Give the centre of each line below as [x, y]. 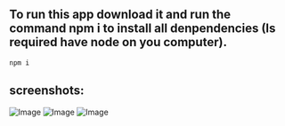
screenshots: [47, 91]
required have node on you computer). [118, 42]
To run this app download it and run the [120, 15]
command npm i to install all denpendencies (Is [142, 29]
